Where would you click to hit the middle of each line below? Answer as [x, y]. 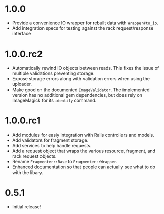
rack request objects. [34, 156]
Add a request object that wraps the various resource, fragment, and [84, 151]
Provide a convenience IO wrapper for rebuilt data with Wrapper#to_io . [85, 23]
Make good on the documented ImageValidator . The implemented [81, 90]
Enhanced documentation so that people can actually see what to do [84, 167]
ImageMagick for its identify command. [54, 100]
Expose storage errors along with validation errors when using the [81, 78]
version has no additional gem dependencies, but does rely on [77, 95]
